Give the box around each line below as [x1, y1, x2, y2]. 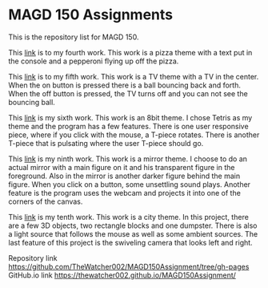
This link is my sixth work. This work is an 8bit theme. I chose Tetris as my [8, 112, 253, 122]
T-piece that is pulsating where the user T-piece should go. [8, 138, 204, 148]
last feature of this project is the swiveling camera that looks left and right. [8, 237, 254, 247]
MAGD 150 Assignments [8, 6, 174, 24]
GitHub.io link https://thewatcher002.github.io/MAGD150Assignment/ [8, 270, 236, 280]
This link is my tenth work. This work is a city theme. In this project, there [8, 212, 250, 221]
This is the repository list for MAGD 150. [8, 32, 139, 42]
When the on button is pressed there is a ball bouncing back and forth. [8, 80, 242, 90]
